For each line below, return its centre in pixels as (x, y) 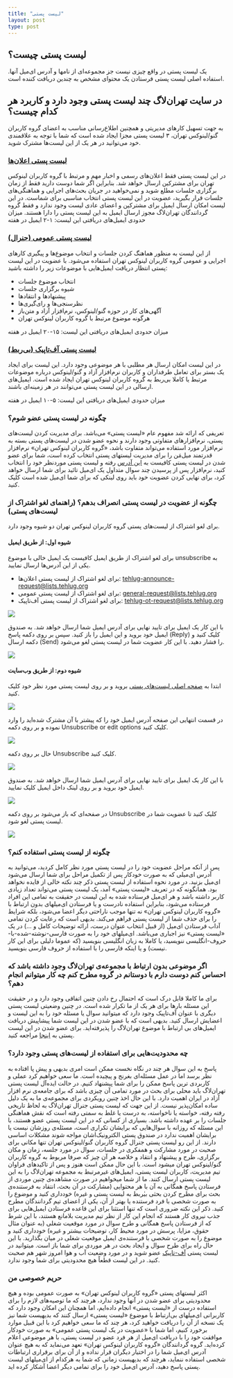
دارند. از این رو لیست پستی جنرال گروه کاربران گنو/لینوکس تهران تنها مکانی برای (112, 1142)
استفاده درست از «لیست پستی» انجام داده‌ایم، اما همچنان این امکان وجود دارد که (112, 1308)
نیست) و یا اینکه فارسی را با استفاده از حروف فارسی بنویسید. (87, 948)
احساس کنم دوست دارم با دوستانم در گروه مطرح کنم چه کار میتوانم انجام (117, 975)
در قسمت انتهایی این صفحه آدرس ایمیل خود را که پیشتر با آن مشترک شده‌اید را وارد (116, 719)
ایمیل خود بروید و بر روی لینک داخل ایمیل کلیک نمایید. (76, 787)
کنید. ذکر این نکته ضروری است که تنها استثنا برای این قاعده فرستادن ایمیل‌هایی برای (116, 1208)
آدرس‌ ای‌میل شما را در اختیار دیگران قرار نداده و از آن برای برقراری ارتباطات (107, 1352)
